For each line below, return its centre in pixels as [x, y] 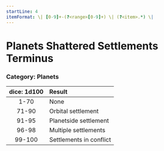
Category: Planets [33, 77]
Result [58, 91]
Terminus [30, 58]
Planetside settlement [79, 121]
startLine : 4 [22, 11]
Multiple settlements [77, 130]
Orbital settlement [74, 111]
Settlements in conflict [80, 139]
